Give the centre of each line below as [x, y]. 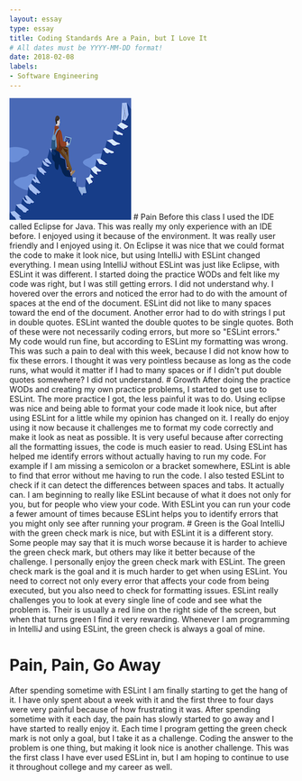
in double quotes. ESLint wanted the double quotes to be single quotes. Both [151, 322]
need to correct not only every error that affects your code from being [139, 581]
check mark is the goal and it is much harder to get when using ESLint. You [149, 571]
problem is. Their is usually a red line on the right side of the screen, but [143, 610]
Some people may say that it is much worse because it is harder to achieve [148, 542]
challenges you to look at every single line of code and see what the [136, 600]
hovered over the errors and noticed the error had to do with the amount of [148, 293]
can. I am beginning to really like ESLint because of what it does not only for [150, 494]
